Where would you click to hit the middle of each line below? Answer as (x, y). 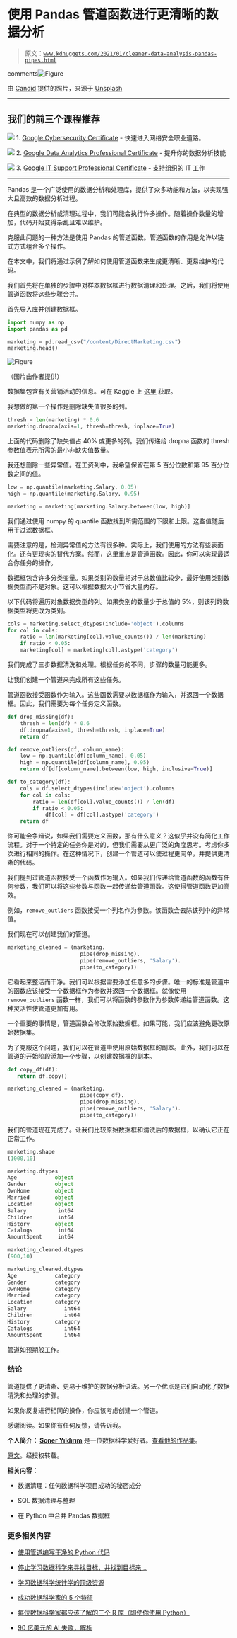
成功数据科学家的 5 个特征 (55, 1598)
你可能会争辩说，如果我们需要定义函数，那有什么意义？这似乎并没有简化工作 (119, 836)
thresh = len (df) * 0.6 (55, 723)
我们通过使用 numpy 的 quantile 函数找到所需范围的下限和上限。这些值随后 (116, 521)
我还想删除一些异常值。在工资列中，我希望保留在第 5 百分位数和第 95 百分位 (119, 465)
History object (41, 1224)
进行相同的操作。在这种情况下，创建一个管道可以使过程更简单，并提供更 (118, 853)
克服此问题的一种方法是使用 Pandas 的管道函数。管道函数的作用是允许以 (113, 237)
